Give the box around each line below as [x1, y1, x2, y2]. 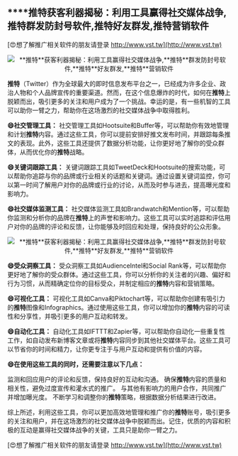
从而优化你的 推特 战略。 [19, 148, 89, 156]
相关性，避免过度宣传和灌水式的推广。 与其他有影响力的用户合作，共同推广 [7, 384, 227, 392]
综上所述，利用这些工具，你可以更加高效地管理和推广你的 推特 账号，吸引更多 [7, 408, 231, 416]
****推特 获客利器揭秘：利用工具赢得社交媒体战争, [7, 6, 227, 19]
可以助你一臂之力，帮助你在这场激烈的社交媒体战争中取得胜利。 [7, 106, 193, 114]
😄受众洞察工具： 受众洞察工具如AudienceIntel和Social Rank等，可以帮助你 [7, 261, 227, 270]
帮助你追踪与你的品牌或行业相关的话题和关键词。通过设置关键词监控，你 [13, 171, 225, 180]
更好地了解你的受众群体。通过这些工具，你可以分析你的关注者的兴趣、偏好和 [7, 270, 231, 278]
